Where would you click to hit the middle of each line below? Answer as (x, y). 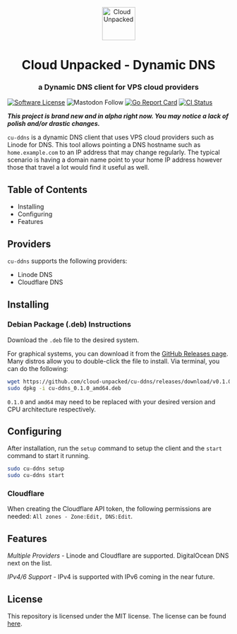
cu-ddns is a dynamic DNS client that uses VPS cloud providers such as (111, 137)
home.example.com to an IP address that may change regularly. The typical (114, 153)
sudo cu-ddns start (36, 476)
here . (15, 624)
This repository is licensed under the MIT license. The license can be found (117, 616)
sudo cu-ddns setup (36, 469)
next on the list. (30, 563)
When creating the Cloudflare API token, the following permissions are (109, 509)
